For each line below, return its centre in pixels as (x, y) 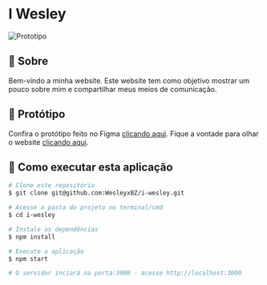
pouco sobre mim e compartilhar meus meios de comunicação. (113, 89)
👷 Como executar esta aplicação (91, 167)
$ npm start (28, 259)
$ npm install (32, 237)
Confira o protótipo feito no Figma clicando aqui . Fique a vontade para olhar (133, 134)
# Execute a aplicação (46, 251)
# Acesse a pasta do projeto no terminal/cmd (85, 208)
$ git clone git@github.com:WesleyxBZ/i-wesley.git (96, 193)
